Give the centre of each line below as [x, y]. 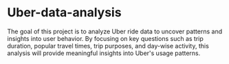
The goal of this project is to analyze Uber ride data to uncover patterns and [115, 31]
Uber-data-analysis [64, 13]
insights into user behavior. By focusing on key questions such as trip [106, 38]
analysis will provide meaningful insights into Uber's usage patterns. [104, 53]
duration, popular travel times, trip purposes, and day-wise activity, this [108, 46]
